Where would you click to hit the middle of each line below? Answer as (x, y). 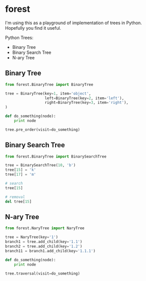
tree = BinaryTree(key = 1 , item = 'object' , (48, 93)
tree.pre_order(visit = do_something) (43, 129)
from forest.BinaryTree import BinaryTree (49, 84)
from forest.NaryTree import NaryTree (45, 228)
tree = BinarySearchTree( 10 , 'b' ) (41, 165)
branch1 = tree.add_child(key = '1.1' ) (44, 242)
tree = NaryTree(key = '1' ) (31, 237)
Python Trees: (19, 38)
